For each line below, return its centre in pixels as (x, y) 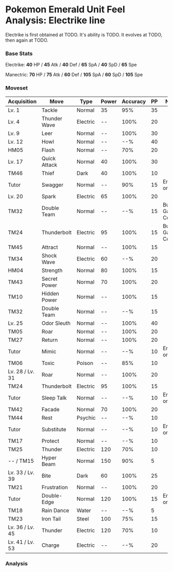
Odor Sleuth (56, 323)
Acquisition (22, 101)
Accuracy (134, 101)
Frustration (55, 487)
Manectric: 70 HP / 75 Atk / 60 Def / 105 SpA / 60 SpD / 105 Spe (74, 75)
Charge (50, 545)
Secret (49, 279)
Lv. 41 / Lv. (21, 542)
